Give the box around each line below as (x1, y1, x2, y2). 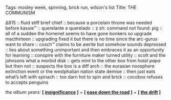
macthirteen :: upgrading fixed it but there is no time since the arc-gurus (5, 36, 158, 42)
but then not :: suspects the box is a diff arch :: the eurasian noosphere (5, 63, 155, 69)
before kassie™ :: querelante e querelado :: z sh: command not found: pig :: (5, 25, 163, 31)
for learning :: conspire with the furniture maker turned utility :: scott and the (5, 52, 166, 58)
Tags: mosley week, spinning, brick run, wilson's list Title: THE (5, 5, 137, 10)
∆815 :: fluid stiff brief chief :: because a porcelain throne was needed (5, 20, 153, 26)
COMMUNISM (5, 10, 35, 16)
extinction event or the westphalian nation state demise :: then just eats (5, 68, 156, 74)
